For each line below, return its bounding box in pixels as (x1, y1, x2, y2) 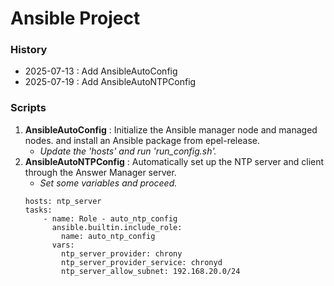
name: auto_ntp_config (61, 231, 156, 241)
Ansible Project (10, 7, 141, 30)
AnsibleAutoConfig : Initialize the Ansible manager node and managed (24, 123, 318, 136)
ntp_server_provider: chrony (61, 248, 183, 259)
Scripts (10, 101, 47, 115)
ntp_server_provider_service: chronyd (61, 257, 223, 267)
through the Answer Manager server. (24, 166, 177, 178)
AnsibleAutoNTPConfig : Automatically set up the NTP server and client (24, 155, 325, 167)
